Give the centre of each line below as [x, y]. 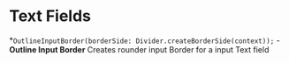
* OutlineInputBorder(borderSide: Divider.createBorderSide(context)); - [144, 40]
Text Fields [50, 16]
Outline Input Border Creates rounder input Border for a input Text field [139, 49]
